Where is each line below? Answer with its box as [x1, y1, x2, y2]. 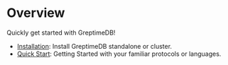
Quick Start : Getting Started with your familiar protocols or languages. [16, 49, 222, 58]
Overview [6, 5, 65, 21]
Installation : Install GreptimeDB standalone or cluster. [16, 42, 172, 50]
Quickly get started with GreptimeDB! [6, 28, 116, 37]
